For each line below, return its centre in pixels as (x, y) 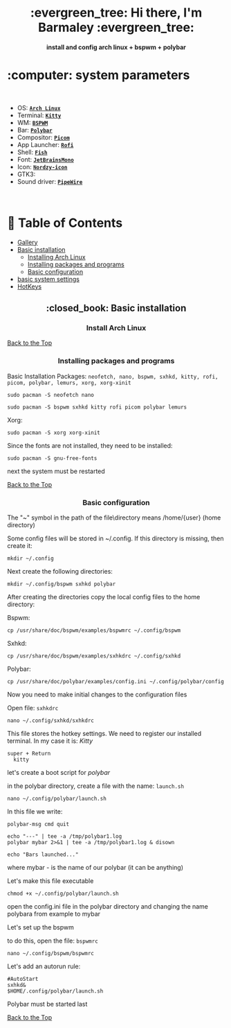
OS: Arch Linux (39, 108)
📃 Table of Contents (65, 223)
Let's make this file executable (50, 881)
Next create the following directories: (60, 571)
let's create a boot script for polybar (59, 772)
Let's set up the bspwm (40, 927)
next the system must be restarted (56, 471)
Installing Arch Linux (56, 257)
